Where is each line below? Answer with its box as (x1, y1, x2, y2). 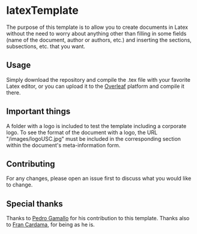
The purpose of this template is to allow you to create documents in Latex (6, 23, 188, 31)
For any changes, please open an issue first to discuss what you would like (6, 175, 192, 182)
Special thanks (6, 199, 63, 209)
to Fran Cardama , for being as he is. (6, 221, 95, 229)
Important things (6, 106, 71, 117)
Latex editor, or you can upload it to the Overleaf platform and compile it (6, 82, 185, 90)
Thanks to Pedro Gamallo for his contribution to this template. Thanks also (6, 215, 190, 222)
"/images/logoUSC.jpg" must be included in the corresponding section (6, 135, 181, 142)
